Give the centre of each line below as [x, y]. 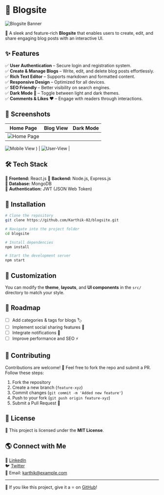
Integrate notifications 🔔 [36, 332]
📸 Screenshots [28, 114]
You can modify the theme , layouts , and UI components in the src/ [73, 287]
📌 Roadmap [23, 308]
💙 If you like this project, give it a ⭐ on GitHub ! [51, 487]
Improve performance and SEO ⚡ [45, 338]
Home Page [23, 128]
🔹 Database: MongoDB [29, 184]
